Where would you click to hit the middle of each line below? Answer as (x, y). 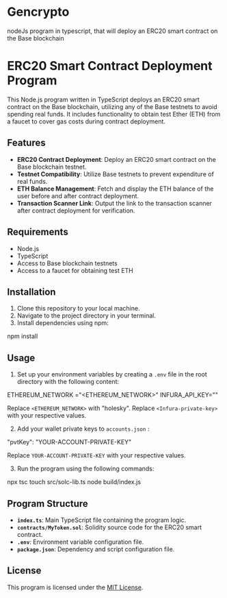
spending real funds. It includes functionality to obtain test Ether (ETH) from (114, 114)
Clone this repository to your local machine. (78, 309)
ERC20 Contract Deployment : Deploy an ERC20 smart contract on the (117, 159)
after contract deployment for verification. (76, 211)
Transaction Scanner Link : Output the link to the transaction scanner (114, 203)
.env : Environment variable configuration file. (80, 542)
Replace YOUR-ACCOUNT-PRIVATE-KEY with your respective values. (96, 455)
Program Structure (48, 504)
